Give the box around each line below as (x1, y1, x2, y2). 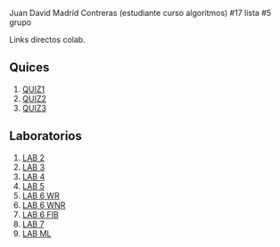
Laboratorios (9, 128, 82, 144)
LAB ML (21, 227, 52, 239)
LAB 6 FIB (21, 209, 60, 219)
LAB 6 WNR (21, 200, 66, 210)
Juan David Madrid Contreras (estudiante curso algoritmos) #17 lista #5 (9, 8, 272, 18)
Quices (9, 60, 50, 75)
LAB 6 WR (21, 190, 60, 201)
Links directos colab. (9, 35, 86, 45)
